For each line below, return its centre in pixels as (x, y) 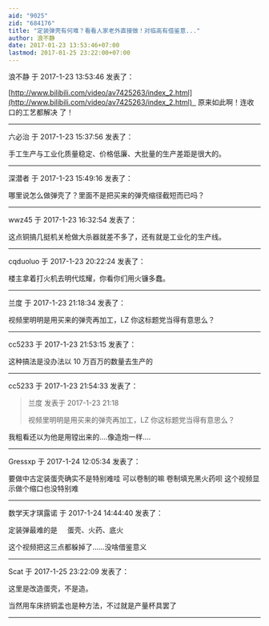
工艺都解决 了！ (48, 112)
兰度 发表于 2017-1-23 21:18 (73, 403)
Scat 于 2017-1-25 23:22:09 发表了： (69, 572)
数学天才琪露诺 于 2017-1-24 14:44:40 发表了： (86, 513)
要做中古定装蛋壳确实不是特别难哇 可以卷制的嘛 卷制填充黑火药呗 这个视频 (130, 478)
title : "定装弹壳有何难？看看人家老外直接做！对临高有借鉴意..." (104, 30)
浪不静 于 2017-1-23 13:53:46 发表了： (71, 76)
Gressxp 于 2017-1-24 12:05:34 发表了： (74, 461)
